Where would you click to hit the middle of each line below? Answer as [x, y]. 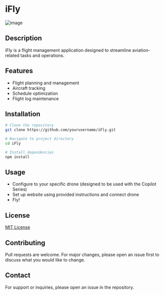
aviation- [141, 50]
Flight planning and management [46, 83]
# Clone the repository [30, 125]
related [12, 55]
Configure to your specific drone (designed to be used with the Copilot [84, 184]
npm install [17, 157]
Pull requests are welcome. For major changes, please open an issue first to [82, 255]
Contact [18, 276]
